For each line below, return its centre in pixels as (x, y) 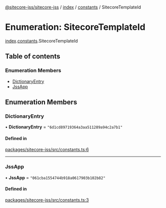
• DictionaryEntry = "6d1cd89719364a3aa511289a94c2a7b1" (64, 127)
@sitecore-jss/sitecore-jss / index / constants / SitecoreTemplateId (73, 7)
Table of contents (33, 56)
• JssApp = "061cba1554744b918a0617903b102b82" (55, 177)
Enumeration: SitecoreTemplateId (75, 27)
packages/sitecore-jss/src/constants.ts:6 (47, 149)
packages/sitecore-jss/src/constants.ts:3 (47, 200)
